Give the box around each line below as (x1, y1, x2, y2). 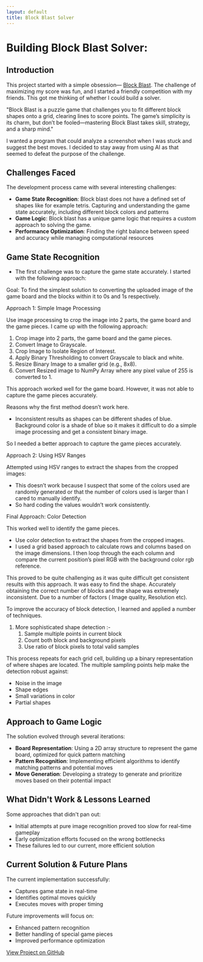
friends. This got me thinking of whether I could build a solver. (6, 94, 161, 101)
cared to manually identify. (15, 495, 82, 502)
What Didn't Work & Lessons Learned (6, 795, 150, 805)
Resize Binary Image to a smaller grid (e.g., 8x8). (15, 360, 137, 368)
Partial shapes (15, 699, 51, 706)
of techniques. (6, 612, 42, 619)
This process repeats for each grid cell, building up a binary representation (6, 655, 193, 662)
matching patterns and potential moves (15, 764, 113, 771)
